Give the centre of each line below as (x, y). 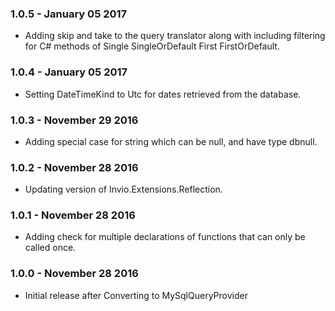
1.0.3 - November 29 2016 (74, 120)
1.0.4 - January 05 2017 (69, 72)
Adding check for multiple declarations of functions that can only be (165, 237)
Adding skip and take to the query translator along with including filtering (175, 36)
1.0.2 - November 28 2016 (74, 167)
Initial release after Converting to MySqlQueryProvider (136, 295)
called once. (50, 248)
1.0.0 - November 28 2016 (74, 274)
